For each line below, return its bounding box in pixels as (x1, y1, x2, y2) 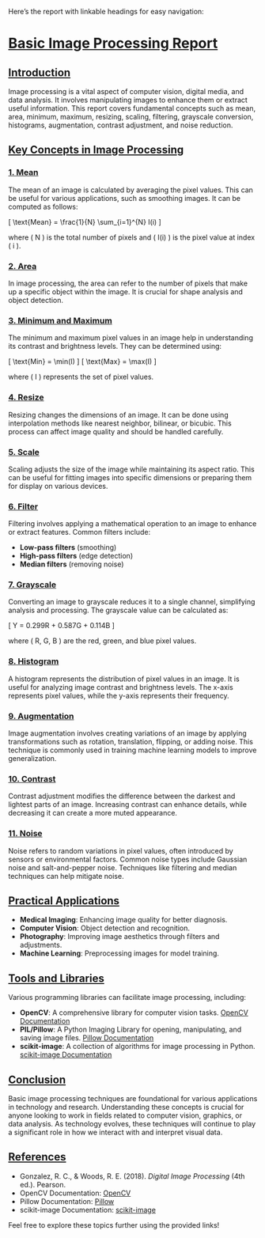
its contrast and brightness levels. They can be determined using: (8, 342, 222, 351)
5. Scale (8, 446, 40, 457)
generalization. (8, 754, 57, 763)
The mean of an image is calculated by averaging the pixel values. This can (8, 185, 253, 195)
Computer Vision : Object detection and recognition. (19, 923, 190, 933)
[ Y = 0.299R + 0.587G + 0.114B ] (8, 621, 115, 630)
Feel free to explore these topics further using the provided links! (8, 1220, 220, 1229)
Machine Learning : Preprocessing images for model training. (19, 948, 220, 958)
